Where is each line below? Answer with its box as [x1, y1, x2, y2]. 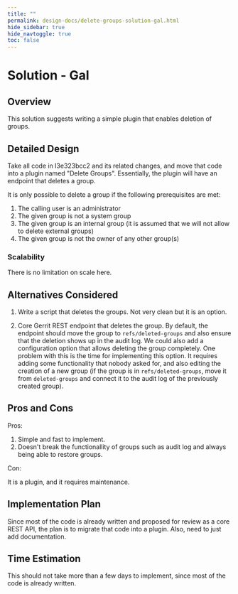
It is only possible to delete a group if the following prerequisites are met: [7, 190, 221, 199]
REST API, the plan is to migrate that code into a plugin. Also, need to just [7, 524, 222, 533]
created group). [17, 382, 64, 391]
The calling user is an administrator [17, 204, 121, 212]
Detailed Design [7, 143, 80, 155]
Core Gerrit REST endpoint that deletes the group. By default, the [17, 321, 208, 330]
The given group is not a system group [17, 211, 131, 220]
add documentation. [7, 532, 67, 541]
